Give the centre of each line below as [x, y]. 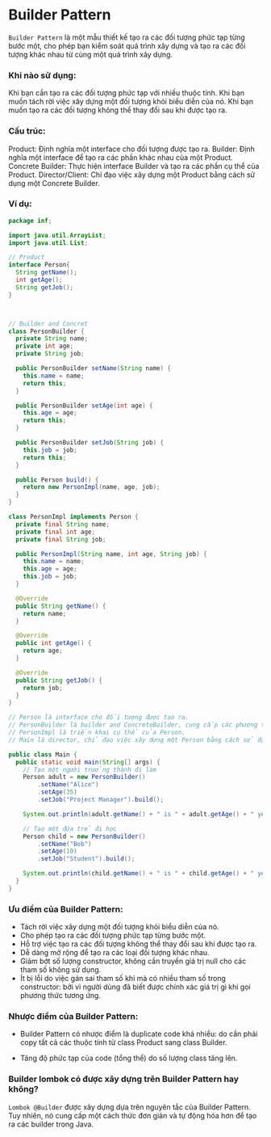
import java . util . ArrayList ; [57, 235]
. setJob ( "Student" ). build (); [86, 859]
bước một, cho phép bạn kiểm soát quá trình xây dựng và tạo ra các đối [127, 45]
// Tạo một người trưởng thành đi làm [90, 769]
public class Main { [43, 754]
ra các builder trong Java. [51, 1124]
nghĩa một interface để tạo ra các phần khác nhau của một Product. [121, 157]
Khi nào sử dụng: [42, 75]
